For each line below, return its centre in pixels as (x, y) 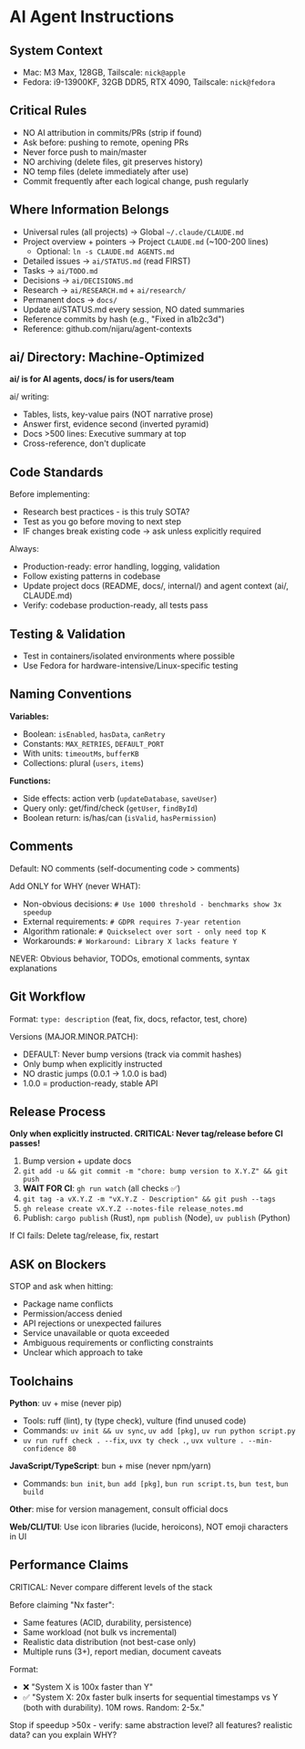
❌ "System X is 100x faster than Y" (88, 1687)
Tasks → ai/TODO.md (60, 270)
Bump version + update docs (77, 1161)
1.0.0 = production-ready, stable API (90, 1083)
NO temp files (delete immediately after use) (106, 171)
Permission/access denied (72, 1314)
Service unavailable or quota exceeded (96, 1333)
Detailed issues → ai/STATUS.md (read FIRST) (107, 261)
